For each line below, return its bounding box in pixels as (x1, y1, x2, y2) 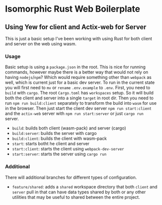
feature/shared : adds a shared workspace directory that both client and (12, 184, 158, 189)
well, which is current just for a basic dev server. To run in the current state (5, 79, 155, 86)
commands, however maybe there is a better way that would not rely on (5, 69, 149, 75)
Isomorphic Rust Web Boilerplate (5, 3, 141, 15)
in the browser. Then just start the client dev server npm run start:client (5, 106, 152, 112)
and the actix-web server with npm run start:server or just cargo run (5, 111, 144, 116)
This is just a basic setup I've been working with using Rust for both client (5, 36, 152, 41)
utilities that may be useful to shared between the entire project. (12, 194, 140, 200)
